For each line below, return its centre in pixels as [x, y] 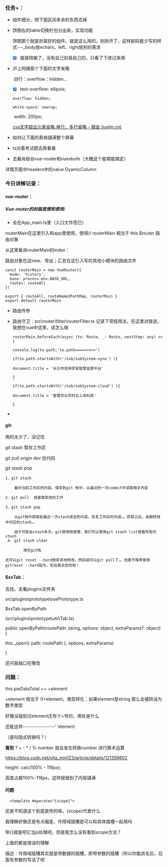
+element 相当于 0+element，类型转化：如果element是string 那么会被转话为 [84, 699]
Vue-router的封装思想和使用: [35, 209]
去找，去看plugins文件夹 [30, 589]
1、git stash [18, 478]
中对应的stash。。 [21, 522]
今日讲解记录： [23, 183]
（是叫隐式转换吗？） [27, 737]
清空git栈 [32, 550]
